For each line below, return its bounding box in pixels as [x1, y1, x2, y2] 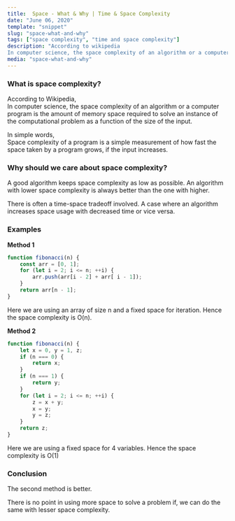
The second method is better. [7, 485, 92, 493]
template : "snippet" [7, 23, 68, 30]
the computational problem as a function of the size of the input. [7, 117, 192, 126]
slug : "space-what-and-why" [7, 29, 90, 37]
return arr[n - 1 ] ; [20, 287, 77, 294]
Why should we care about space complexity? [7, 162, 168, 172]
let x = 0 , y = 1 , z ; [20, 347, 83, 354]
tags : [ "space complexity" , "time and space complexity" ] [7, 36, 180, 43]
